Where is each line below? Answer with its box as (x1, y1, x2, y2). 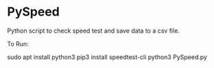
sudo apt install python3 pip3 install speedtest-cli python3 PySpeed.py (7, 52, 208, 61)
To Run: (7, 39, 29, 48)
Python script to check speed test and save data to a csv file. (7, 27, 180, 35)
